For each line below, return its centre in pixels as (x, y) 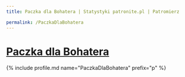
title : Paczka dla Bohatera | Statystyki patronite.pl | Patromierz (93, 12)
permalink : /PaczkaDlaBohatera (45, 22)
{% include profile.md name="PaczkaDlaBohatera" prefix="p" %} (86, 68)
